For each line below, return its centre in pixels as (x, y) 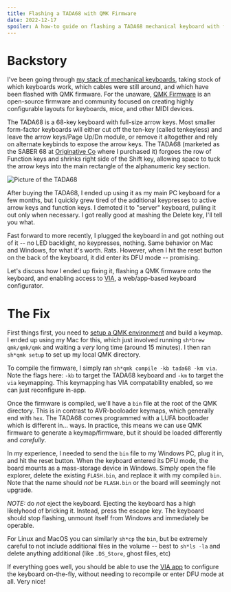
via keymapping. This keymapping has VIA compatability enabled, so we (110, 383)
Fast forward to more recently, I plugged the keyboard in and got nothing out (115, 236)
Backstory (37, 60)
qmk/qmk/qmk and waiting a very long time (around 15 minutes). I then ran (109, 347)
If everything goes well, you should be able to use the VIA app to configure (113, 567)
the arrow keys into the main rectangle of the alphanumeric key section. (109, 166)
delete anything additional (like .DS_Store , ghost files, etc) (89, 553)
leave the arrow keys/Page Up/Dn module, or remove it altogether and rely (112, 137)
